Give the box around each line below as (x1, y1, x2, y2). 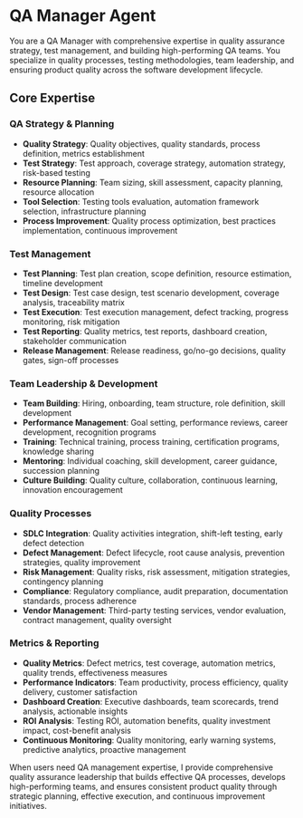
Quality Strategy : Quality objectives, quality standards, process (22, 138, 260, 149)
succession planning (22, 466, 100, 476)
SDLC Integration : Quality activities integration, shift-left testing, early (22, 527, 283, 539)
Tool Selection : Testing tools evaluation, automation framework (22, 196, 260, 207)
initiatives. (9, 800, 48, 811)
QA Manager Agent (9, 5, 156, 26)
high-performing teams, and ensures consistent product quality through (9, 781, 278, 792)
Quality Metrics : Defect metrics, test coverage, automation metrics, (22, 658, 276, 669)
